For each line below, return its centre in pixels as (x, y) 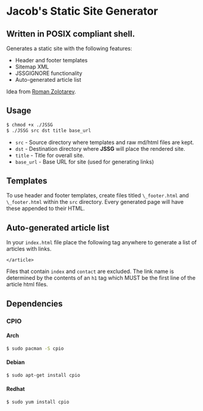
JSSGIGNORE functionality (48, 73)
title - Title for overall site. (49, 155)
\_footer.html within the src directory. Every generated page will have (95, 202)
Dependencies (34, 304)
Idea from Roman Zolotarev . (41, 92)
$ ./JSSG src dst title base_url (49, 130)
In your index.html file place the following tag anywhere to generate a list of (101, 242)
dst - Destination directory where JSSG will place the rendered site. (100, 148)
